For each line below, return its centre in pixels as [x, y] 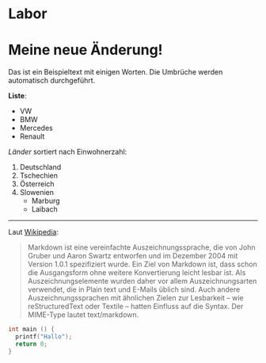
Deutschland [40, 167]
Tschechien [38, 176]
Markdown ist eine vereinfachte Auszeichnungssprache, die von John [141, 247]
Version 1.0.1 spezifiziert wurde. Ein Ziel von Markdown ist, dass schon [142, 264]
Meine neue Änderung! [86, 50]
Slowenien [36, 193]
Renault [32, 136]
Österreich [37, 184]
